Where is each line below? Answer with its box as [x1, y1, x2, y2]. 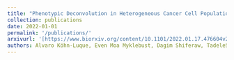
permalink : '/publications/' [7, 29, 92, 37]
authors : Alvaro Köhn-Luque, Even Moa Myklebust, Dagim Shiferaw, [7, 42, 204, 49]
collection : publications [7, 17, 82, 23]
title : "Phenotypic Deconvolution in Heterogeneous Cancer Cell [7, 10, 198, 17]
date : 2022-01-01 [7, 23, 58, 30]
